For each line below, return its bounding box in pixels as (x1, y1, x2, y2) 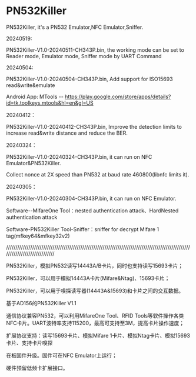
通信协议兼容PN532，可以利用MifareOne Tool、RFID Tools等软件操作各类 (6, 312, 184, 319)
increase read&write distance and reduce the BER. (6, 129, 128, 136)
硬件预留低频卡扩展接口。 (6, 364, 68, 371)
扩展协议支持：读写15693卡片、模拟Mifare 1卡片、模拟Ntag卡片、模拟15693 (6, 332, 190, 339)
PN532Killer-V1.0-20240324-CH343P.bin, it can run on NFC (6, 153, 152, 160)
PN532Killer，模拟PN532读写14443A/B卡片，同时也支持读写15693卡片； (6, 262, 184, 269)
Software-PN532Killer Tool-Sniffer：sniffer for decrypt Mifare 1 (6, 225, 160, 233)
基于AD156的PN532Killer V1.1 (6, 299, 77, 306)
